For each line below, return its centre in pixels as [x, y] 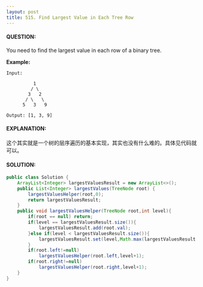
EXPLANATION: [26, 129]
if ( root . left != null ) [54, 250]
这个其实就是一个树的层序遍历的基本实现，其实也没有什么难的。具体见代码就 [101, 143]
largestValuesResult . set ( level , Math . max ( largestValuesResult [117, 239]
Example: [18, 62]
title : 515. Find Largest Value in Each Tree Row [70, 18]
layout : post [23, 12]
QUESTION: [21, 37]
